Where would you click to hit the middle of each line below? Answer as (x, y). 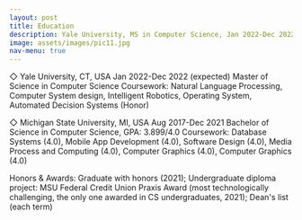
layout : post (34, 18)
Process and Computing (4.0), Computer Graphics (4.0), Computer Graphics (151, 151)
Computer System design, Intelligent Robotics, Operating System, (131, 96)
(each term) (31, 207)
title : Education (42, 26)
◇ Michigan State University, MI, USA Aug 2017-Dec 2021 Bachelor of (139, 123)
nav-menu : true (38, 51)
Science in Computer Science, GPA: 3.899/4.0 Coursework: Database (138, 132)
